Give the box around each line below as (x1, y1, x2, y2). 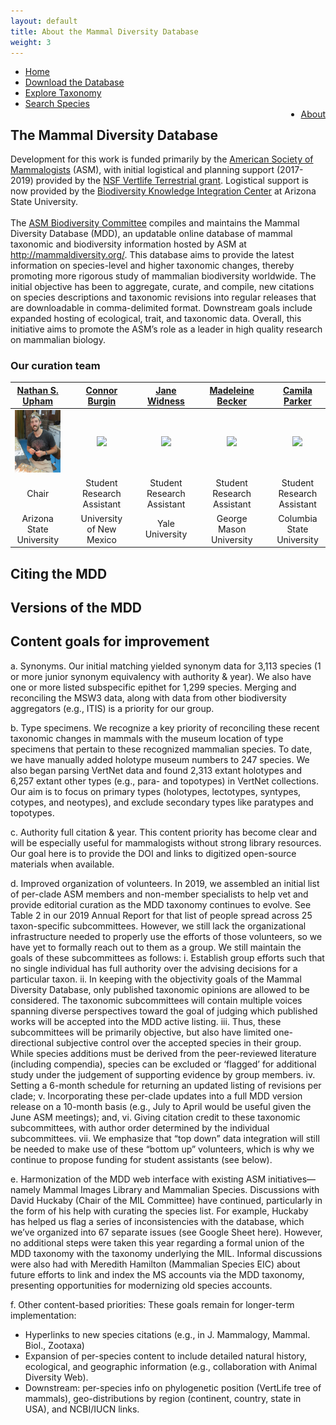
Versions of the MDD (10, 600, 142, 617)
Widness (147, 395, 185, 407)
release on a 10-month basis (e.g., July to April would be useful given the (10, 1100, 312, 1112)
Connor (85, 384, 118, 396)
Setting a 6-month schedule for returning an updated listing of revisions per (10, 1079, 322, 1091)
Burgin (87, 395, 117, 407)
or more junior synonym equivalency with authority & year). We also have (10, 670, 312, 682)
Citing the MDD (10, 565, 108, 582)
